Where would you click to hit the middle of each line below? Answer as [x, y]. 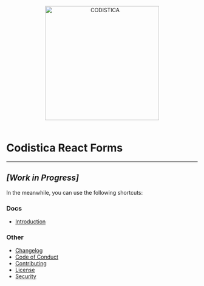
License [25, 270]
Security [25, 276]
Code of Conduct [37, 257]
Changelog [29, 251]
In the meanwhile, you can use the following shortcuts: [75, 192]
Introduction [30, 221]
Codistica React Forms [65, 148]
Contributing [31, 263]
